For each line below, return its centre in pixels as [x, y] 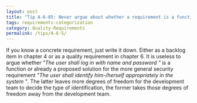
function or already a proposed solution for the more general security [90, 69]
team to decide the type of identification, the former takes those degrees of [97, 88]
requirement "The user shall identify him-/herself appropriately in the [90, 75]
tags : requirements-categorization [50, 22]
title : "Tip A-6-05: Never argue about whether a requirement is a [90, 17]
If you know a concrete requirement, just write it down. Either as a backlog [96, 50]
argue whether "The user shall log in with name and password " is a [89, 63]
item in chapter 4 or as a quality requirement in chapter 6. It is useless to [94, 57]
